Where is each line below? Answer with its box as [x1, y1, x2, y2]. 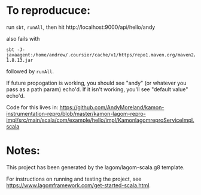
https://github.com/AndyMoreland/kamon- [59, 103, 165, 111]
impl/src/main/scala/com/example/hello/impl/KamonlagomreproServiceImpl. [6, 116, 194, 124]
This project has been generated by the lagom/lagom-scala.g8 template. [6, 163, 185, 171]
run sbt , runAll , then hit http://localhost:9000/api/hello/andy [6, 23, 156, 31]
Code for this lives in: [6, 103, 59, 111]
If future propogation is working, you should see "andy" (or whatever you [6, 79, 187, 86]
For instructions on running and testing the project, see [6, 175, 142, 182]
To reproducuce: [6, 4, 91, 17]
